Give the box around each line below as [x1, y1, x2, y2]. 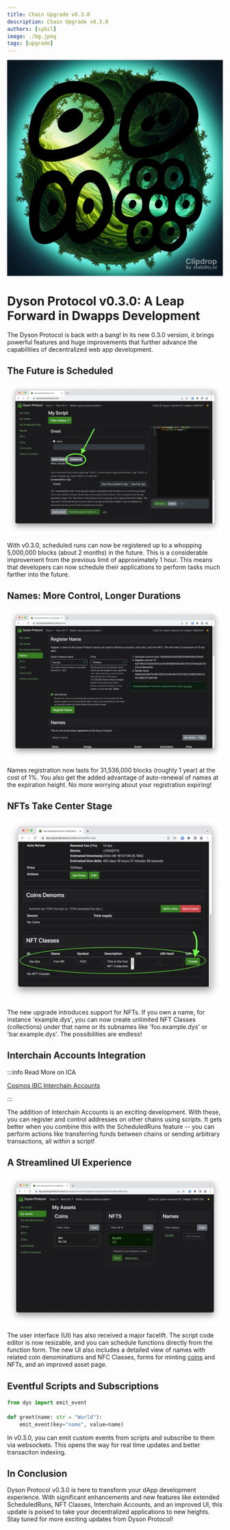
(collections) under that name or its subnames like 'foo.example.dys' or [7, 1023, 207, 1031]
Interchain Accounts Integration [7, 1049, 146, 1062]
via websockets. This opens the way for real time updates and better [7, 1440, 201, 1449]
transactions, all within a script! [7, 1137, 95, 1145]
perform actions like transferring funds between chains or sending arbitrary [7, 1130, 220, 1138]
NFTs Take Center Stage [7, 800, 113, 812]
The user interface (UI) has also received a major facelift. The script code [7, 1331, 214, 1339]
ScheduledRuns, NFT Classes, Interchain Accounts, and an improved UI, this [7, 1501, 222, 1509]
